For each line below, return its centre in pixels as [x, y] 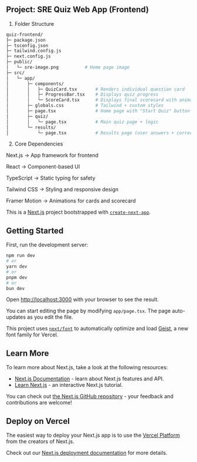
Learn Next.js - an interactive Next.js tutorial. [69, 385]
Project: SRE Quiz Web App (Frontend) [78, 10]
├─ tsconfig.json [27, 45]
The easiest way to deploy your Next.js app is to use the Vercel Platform [93, 435]
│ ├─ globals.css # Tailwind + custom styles [85, 106]
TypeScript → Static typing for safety [51, 178]
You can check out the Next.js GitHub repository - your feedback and [90, 396]
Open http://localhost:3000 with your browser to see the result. [83, 299]
